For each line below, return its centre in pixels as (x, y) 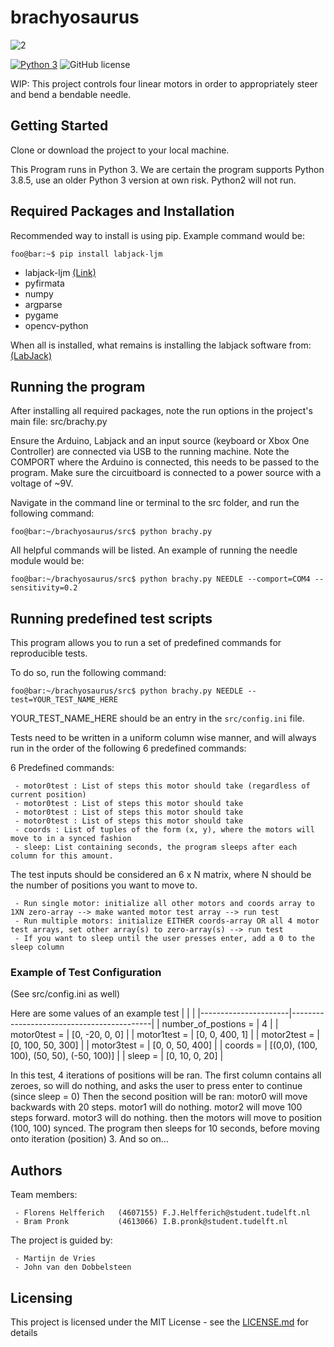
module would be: (47, 561)
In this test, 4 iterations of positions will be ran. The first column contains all (166, 1075)
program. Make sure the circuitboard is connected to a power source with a (166, 473)
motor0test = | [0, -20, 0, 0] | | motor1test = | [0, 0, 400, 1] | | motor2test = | (165, 1035)
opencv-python (56, 325)
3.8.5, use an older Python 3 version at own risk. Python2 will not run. (153, 180)
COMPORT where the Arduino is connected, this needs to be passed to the (165, 462)
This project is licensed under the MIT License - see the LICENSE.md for (159, 1322)
